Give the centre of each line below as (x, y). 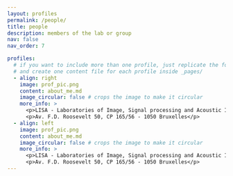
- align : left (34, 123)
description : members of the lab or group (69, 33)
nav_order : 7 (26, 46)
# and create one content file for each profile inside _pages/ (108, 71)
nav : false (23, 40)
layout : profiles (32, 14)
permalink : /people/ (37, 20)
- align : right (35, 78)
